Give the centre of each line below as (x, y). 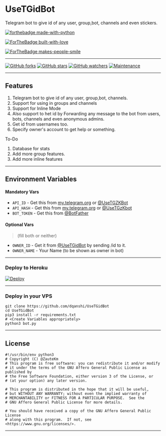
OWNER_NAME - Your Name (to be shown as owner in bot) (68, 250)
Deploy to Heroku (26, 268)
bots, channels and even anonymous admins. (58, 119)
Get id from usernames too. (40, 124)
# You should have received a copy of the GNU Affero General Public (78, 411)
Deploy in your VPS (29, 296)
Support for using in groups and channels (55, 103)
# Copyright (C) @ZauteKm (32, 359)
